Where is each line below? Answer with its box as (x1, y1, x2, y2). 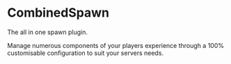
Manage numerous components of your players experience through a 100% (7, 41, 225, 49)
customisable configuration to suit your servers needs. (7, 49, 164, 57)
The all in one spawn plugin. (7, 28, 88, 36)
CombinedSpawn (7, 5, 110, 21)
